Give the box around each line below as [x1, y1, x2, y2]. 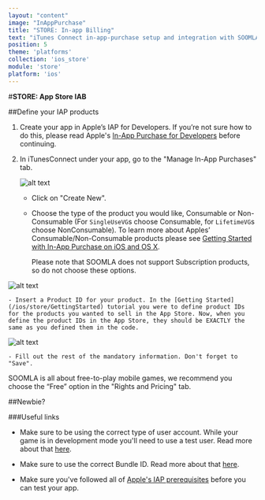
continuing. [19, 139, 57, 148]
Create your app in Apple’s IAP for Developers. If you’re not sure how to [19, 122, 252, 131]
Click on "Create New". [31, 193, 106, 202]
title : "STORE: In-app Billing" [8, 26, 114, 34]
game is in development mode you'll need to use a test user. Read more [19, 435, 252, 445]
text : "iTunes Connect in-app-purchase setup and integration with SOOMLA [8, 33, 259, 42]
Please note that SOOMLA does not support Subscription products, [31, 257, 250, 266]
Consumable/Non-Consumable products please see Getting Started [31, 233, 252, 243]
